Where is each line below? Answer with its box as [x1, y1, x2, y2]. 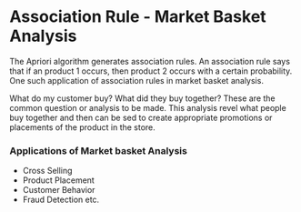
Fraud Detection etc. [22, 194, 100, 206]
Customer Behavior [22, 185, 95, 196]
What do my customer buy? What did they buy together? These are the [9, 93, 276, 104]
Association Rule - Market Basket [9, 6, 266, 27]
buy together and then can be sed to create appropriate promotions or [9, 112, 273, 123]
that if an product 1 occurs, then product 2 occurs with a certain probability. [9, 66, 293, 76]
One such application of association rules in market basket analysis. [9, 75, 264, 86]
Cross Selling [22, 166, 73, 177]
